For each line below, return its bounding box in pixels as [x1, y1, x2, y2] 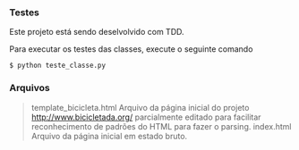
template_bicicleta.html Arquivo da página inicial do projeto [30, 102, 250, 112]
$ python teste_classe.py [9, 61, 106, 71]
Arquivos [9, 82, 51, 95]
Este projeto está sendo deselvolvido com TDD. [9, 27, 185, 37]
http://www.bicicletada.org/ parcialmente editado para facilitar [30, 112, 261, 122]
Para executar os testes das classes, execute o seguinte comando [9, 44, 253, 54]
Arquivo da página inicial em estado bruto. [30, 130, 188, 141]
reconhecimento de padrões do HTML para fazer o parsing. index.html [30, 121, 292, 131]
